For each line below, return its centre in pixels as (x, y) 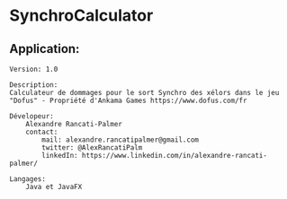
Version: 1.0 (34, 69)
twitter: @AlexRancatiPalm (92, 148)
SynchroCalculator (81, 16)
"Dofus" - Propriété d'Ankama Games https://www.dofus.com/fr (128, 100)
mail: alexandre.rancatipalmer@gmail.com (121, 140)
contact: (42, 132)
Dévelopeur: (31, 117)
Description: (34, 85)
